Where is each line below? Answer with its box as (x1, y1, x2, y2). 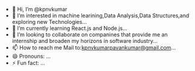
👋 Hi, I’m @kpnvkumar (11, 6, 68, 13)
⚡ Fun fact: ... (11, 60, 45, 66)
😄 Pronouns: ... (11, 53, 51, 60)
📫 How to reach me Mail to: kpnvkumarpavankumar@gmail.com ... (11, 44, 176, 51)
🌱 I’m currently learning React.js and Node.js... (11, 24, 128, 32)
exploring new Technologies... (11, 18, 88, 25)
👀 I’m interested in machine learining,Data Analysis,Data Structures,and (11, 12, 190, 19)
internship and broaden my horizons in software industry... (11, 38, 158, 44)
